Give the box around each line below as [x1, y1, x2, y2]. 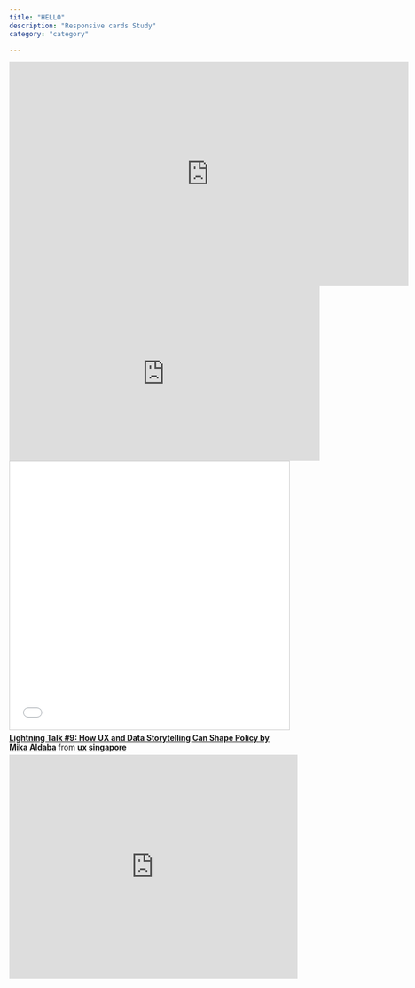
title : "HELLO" [9, 12, 66, 22]
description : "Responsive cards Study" [9, 21, 157, 30]
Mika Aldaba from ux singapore [9, 742, 127, 753]
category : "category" [9, 29, 90, 38]
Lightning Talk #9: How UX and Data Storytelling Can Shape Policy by [9, 733, 270, 743]
